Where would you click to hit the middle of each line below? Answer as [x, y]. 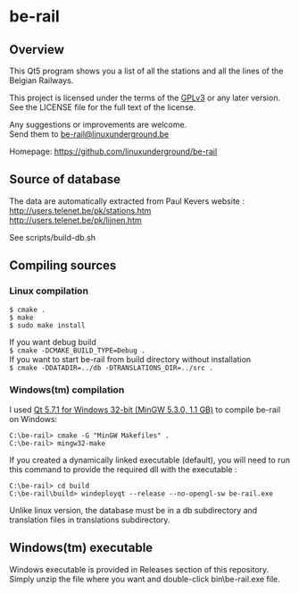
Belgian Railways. [42, 80]
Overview [37, 50]
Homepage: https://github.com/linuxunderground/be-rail [113, 151]
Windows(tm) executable [81, 548]
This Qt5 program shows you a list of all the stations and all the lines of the [146, 71]
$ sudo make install [48, 325]
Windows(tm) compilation [67, 390]
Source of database [65, 179]
